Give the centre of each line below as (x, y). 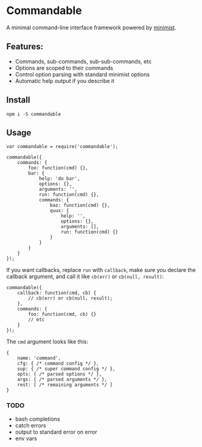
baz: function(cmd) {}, (80, 206)
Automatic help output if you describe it (64, 80)
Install (18, 100)
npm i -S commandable (34, 114)
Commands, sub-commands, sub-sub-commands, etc (83, 61)
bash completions (37, 419)
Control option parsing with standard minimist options (82, 74)
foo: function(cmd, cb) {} (62, 315)
